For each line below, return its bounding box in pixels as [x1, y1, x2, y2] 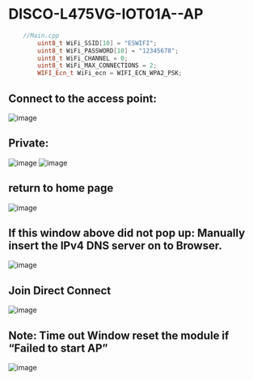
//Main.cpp [23, 32, 60, 40]
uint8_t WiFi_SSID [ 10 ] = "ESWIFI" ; [37, 39, 158, 47]
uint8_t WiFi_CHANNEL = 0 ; [37, 54, 129, 62]
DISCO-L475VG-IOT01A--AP [8, 5, 204, 23]
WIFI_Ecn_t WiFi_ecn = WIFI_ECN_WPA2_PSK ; [37, 70, 183, 78]
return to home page [8, 181, 114, 195]
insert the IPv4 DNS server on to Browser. [8, 239, 222, 253]
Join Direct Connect [8, 284, 112, 298]
